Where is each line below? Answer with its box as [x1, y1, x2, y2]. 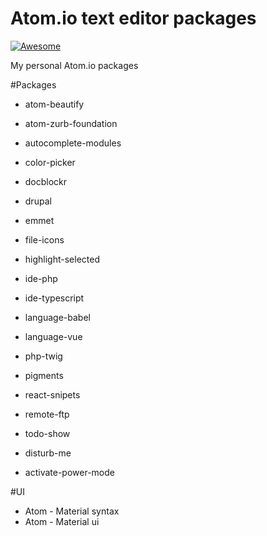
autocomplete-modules [24, 137, 122, 149]
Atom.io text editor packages [10, 7, 257, 30]
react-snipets [24, 388, 81, 401]
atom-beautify [24, 98, 85, 110]
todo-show [24, 427, 71, 439]
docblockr [24, 175, 68, 187]
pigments [24, 369, 64, 381]
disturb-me [24, 447, 72, 459]
